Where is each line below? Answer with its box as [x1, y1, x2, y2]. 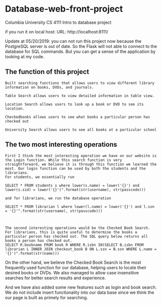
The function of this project [5, 68, 89, 76]
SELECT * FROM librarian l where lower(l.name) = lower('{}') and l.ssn [5, 204, 155, 209]
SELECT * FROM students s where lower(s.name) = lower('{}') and [5, 183, 139, 188]
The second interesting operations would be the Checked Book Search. [5, 225, 150, 230]
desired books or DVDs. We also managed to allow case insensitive [5, 270, 139, 275]
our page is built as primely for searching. [5, 294, 88, 300]
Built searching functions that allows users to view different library [5, 80, 155, 85]
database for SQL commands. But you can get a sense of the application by [5, 48, 156, 54]
